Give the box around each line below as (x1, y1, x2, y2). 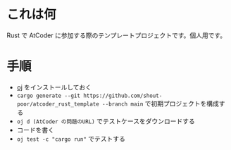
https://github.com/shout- (83, 92, 163, 99)
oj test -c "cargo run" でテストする (16, 135, 126, 143)
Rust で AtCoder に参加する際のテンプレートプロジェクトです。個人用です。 (6, 31, 227, 39)
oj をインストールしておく (16, 82, 92, 92)
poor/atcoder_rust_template (16, 100, 99, 108)
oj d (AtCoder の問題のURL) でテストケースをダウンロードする (16, 117, 195, 125)
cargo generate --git (16, 92, 80, 99)
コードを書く (16, 125, 54, 134)
